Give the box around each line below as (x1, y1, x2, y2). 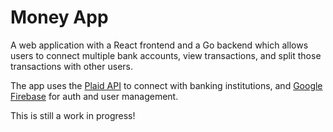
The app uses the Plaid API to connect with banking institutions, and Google (10, 79, 323, 91)
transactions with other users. (10, 60, 133, 72)
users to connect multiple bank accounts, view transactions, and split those (10, 49, 322, 61)
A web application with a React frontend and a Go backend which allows (10, 39, 309, 51)
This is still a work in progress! (10, 109, 136, 121)
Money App (10, 6, 109, 29)
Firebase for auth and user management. (10, 90, 179, 102)
